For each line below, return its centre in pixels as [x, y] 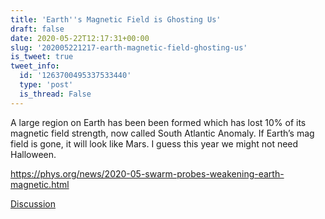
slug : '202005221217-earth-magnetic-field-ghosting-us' [129, 47]
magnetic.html [40, 184]
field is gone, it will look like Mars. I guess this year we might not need [154, 143]
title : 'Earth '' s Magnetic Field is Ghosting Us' [116, 19]
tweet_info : [35, 66]
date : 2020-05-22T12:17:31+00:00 [80, 38]
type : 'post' [46, 85]
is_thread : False [55, 94]
